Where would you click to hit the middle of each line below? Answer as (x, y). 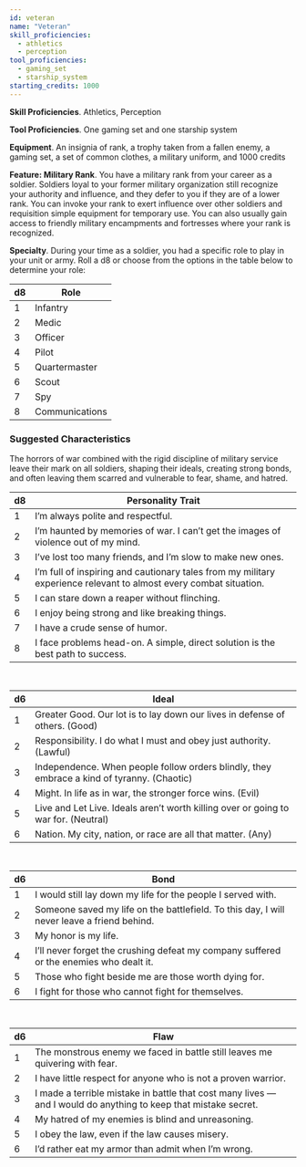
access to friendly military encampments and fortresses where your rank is (150, 223)
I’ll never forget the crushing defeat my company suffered (158, 950)
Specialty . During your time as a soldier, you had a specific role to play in (147, 250)
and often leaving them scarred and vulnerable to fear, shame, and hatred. (149, 478)
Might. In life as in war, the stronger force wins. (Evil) (147, 793)
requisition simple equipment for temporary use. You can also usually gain (148, 213)
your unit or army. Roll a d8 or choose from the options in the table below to (151, 260)
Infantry (51, 307)
